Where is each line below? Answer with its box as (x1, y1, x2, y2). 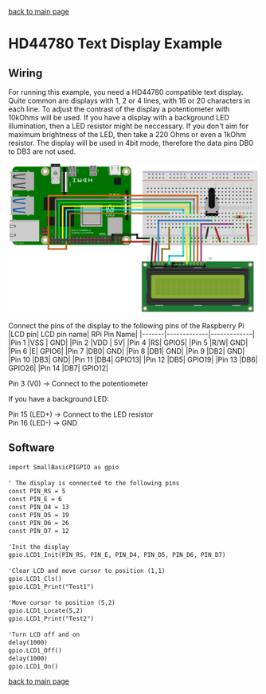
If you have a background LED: (8, 394, 109, 403)
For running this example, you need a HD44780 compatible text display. (8, 88, 244, 96)
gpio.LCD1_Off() (8, 646, 62, 654)
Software (8, 441, 55, 455)
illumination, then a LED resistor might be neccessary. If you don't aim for (8, 121, 249, 131)
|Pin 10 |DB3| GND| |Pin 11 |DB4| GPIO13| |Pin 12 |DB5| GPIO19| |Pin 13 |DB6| (8, 355, 259, 364)
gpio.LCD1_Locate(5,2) (8, 606, 84, 614)
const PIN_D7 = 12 (8, 527, 69, 535)
